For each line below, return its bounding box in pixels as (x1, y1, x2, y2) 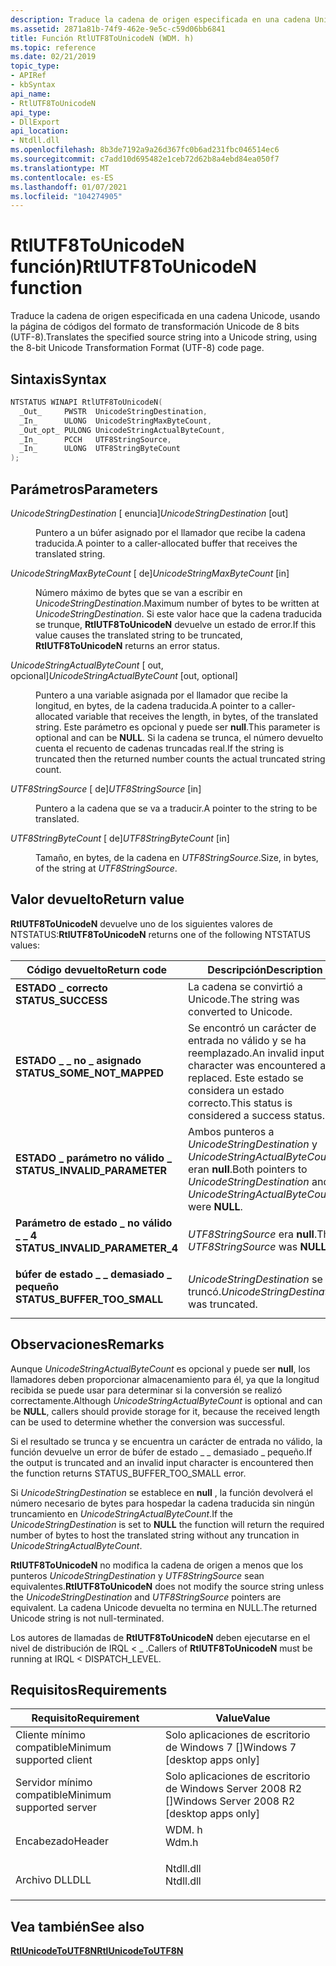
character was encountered (188, 1058, 318, 1072)
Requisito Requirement (31, 1711, 140, 1725)
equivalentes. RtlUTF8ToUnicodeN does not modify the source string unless (10, 1580, 325, 1592)
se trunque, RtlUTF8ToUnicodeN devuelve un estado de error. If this (35, 618, 317, 630)
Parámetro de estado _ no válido (15, 1216, 173, 1230)
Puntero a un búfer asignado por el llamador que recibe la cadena (35, 526, 306, 538)
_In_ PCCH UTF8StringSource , (19, 434, 172, 445)
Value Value (215, 1711, 271, 1725)
